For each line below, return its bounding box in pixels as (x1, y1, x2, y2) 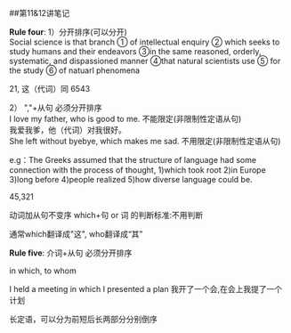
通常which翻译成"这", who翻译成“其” (9, 229, 143, 239)
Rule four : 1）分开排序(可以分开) (9, 27, 127, 37)
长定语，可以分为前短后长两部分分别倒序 (9, 314, 158, 324)
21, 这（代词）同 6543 (9, 84, 91, 93)
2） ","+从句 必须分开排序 (9, 102, 102, 113)
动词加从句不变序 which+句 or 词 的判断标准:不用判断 (9, 210, 204, 220)
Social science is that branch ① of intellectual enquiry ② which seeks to (9, 37, 280, 47)
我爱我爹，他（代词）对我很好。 (9, 125, 126, 135)
